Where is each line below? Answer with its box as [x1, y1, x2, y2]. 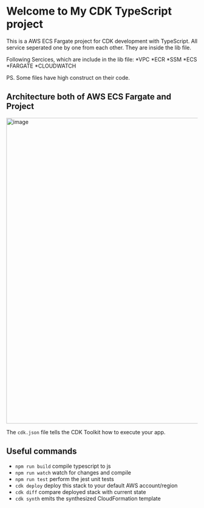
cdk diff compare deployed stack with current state [15, 488, 146, 495]
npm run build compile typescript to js [15, 462, 111, 470]
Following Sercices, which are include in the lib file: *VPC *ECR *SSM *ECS [6, 55, 197, 63]
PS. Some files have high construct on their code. [6, 74, 131, 81]
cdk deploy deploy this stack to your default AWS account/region [15, 482, 178, 489]
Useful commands [6, 446, 77, 457]
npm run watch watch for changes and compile [15, 468, 132, 476]
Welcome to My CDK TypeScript [6, 4, 172, 18]
